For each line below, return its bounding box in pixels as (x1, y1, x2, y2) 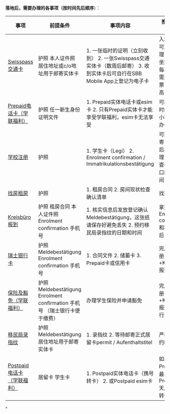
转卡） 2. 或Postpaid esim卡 (86, 377, 153, 385)
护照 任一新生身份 (37, 106, 80, 113)
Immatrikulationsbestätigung (86, 160, 154, 167)
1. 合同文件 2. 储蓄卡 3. (86, 252, 142, 259)
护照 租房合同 (37, 203, 70, 210)
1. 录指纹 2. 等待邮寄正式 (86, 331, 146, 338)
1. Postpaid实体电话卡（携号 (86, 370, 154, 377)
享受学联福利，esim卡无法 (86, 114, 148, 121)
